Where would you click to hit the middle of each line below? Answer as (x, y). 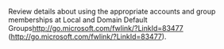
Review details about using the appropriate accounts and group (112, 11)
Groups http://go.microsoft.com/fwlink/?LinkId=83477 (96, 28)
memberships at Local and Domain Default (78, 20)
